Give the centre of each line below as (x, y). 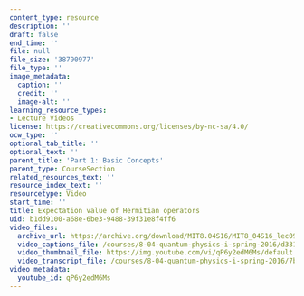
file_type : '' (36, 69)
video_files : (34, 227)
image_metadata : (40, 77)
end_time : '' (34, 43)
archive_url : (42, 236)
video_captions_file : (58, 245)
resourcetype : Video (48, 194)
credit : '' (38, 93)
